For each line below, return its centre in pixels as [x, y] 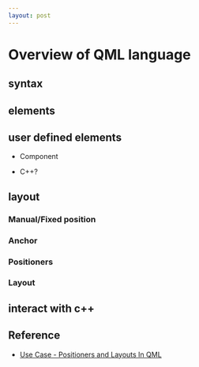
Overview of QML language [99, 54]
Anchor [23, 240]
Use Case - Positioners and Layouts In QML [90, 354]
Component [39, 157]
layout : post [30, 15]
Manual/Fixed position [52, 219]
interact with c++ [51, 308]
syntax [26, 84]
